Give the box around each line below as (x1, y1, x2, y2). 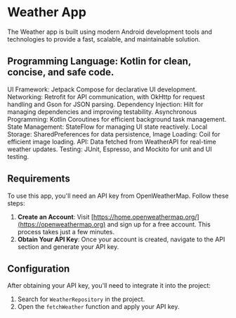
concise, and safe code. (7, 66, 114, 78)
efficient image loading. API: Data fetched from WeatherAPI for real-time (7, 137, 216, 146)
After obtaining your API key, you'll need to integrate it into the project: (7, 281, 211, 290)
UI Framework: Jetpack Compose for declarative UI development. (7, 85, 197, 94)
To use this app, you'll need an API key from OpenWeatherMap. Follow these (7, 191, 229, 200)
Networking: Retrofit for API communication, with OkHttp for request (7, 92, 205, 101)
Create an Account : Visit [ (17, 212, 94, 221)
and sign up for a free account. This (107, 220, 211, 229)
